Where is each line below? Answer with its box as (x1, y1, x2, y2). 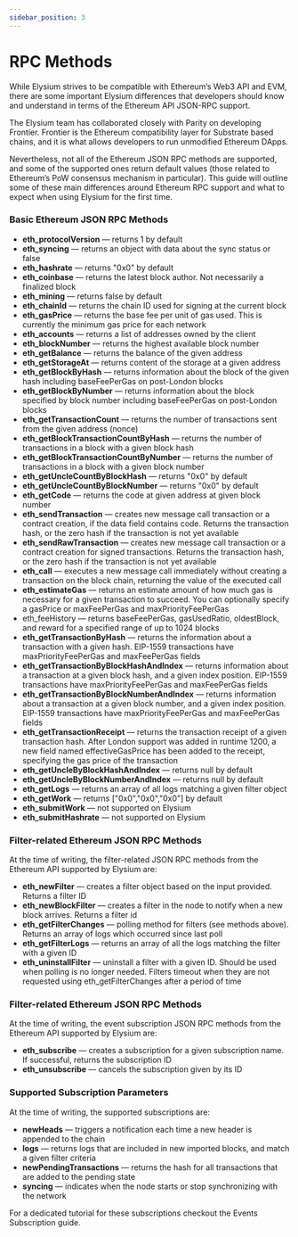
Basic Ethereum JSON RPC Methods (9, 213, 169, 226)
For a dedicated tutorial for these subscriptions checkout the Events (9, 1208, 258, 1218)
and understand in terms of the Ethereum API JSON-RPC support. (9, 100, 251, 111)
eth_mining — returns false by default (21, 291, 163, 301)
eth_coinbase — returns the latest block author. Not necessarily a (21, 271, 264, 282)
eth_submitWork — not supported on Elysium (21, 802, 191, 812)
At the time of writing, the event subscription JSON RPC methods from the (9, 1018, 282, 1029)
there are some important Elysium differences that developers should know (9, 90, 285, 101)
